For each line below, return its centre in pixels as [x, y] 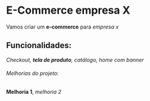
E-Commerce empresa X [68, 10]
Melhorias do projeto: [32, 73]
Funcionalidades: [39, 45]
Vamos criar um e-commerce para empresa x [62, 27]
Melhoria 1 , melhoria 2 [34, 91]
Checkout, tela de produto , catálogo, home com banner [75, 59]
